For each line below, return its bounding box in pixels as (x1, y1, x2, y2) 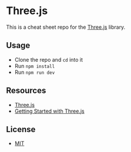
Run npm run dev (14, 69, 55, 76)
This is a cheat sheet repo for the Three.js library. (6, 23, 126, 31)
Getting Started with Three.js (14, 107, 85, 114)
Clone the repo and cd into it (14, 56, 83, 63)
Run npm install (14, 62, 55, 69)
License (6, 124, 36, 134)
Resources (6, 86, 46, 96)
